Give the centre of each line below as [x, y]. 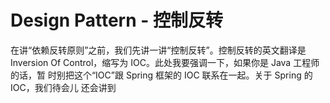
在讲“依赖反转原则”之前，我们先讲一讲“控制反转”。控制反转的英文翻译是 [158, 50]
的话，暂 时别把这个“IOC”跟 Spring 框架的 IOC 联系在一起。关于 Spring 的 [161, 75]
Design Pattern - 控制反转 [116, 20]
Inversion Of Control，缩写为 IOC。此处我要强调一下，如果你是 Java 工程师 [165, 62]
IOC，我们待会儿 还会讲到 [63, 87]
